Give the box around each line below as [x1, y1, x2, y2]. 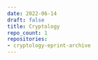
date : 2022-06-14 [7, 10, 57, 17]
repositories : [7, 36, 48, 43]
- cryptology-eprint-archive [7, 42, 91, 49]
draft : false [7, 17, 45, 23]
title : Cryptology [7, 23, 60, 30]
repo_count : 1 [7, 29, 48, 37]
